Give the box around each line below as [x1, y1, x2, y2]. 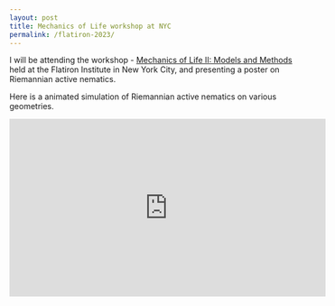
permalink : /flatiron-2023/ [9, 30, 116, 39]
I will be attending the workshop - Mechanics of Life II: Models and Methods [9, 55, 293, 66]
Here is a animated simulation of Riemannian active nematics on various [9, 91, 277, 102]
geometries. [9, 101, 54, 112]
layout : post [9, 13, 59, 23]
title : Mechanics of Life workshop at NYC [9, 22, 172, 31]
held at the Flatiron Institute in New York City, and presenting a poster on [9, 64, 280, 75]
